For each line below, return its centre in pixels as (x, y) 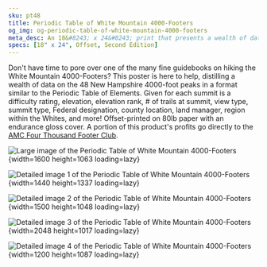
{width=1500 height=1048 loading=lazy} (74, 207)
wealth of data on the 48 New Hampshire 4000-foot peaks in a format (123, 85)
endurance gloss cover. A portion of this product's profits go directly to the (131, 127)
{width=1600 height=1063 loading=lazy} (74, 159)
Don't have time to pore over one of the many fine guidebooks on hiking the (132, 68)
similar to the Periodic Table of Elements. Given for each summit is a (120, 93)
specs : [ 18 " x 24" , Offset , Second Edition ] (83, 45)
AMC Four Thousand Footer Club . (63, 135)
